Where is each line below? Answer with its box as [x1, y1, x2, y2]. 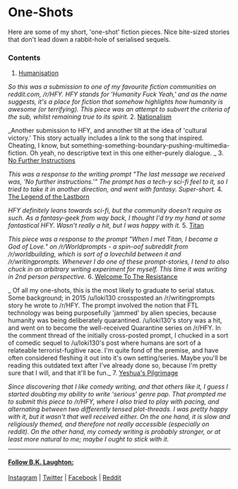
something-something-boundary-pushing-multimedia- [71, 141, 230, 150]
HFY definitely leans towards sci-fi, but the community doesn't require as [8, 206, 222, 215]
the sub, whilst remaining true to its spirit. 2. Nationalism [8, 112, 172, 121]
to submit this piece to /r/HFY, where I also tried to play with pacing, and [8, 397, 220, 406]
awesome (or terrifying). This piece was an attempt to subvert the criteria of [8, 105, 230, 114]
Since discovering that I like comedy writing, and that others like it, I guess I [8, 382, 229, 391]
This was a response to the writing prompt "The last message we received [8, 170, 225, 179]
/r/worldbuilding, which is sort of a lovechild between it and [8, 250, 182, 259]
